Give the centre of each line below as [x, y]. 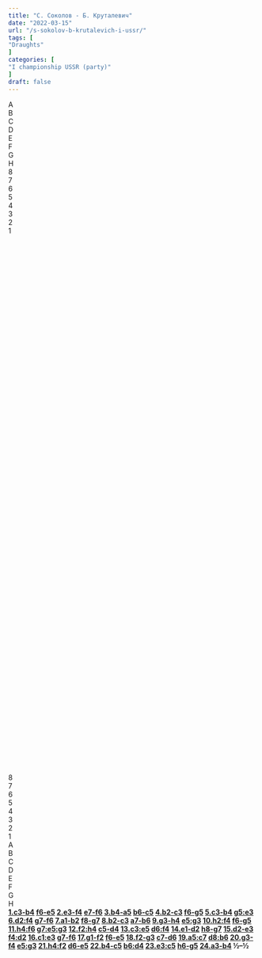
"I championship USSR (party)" [60, 67]
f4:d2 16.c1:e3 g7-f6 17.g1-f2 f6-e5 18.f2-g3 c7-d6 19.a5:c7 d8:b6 [118, 937]
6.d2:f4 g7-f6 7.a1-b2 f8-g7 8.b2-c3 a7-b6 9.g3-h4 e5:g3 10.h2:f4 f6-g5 [130, 920]
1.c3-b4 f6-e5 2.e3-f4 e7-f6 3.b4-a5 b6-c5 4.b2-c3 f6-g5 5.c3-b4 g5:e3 [131, 912]
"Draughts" [26, 45]
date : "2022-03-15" [40, 23]
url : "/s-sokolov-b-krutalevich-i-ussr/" [78, 30]
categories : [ [32, 60]
